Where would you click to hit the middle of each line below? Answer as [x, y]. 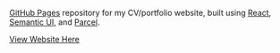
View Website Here [45, 39]
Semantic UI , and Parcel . [55, 22]
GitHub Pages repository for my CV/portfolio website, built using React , [140, 13]
